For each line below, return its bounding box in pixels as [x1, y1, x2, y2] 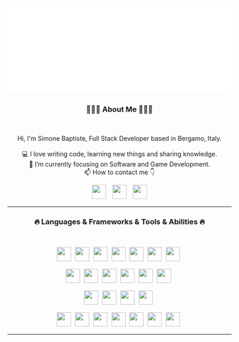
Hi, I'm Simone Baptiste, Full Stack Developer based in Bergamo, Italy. [17, 134, 222, 143]
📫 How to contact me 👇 [84, 168, 155, 176]
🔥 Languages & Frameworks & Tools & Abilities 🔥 [34, 217, 205, 227]
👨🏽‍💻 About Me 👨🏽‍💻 [86, 104, 153, 114]
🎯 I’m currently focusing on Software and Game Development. [28, 160, 211, 169]
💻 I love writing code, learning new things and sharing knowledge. [21, 150, 218, 159]
